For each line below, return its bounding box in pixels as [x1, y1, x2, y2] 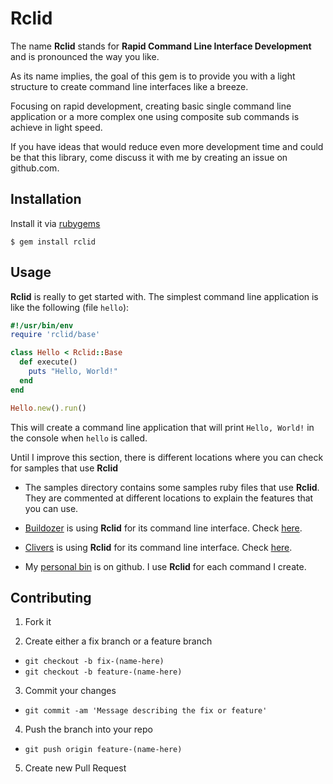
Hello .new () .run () [10, 403, 87, 413]
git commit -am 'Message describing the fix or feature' [24, 706, 268, 716]
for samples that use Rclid [10, 462, 119, 474]
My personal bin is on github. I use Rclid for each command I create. [24, 560, 307, 572]
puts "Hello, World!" [28, 367, 118, 377]
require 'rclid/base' [10, 330, 101, 340]
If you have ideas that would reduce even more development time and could [10, 140, 324, 152]
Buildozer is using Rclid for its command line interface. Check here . [24, 522, 303, 534]
